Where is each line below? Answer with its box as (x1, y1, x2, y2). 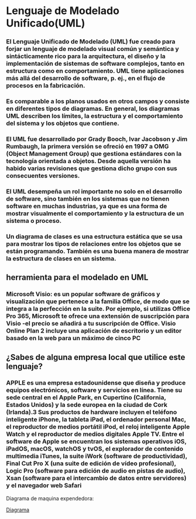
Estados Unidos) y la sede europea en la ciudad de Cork (6, 401, 168, 409)
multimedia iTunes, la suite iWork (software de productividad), (6, 452, 187, 460)
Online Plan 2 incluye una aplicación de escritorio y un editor (6, 327, 182, 335)
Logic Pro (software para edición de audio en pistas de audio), (6, 467, 185, 475)
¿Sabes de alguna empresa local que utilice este (6, 352, 185, 362)
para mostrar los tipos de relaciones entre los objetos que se (6, 239, 181, 247)
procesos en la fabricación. (6, 82, 86, 90)
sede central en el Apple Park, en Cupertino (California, (6, 394, 166, 402)
